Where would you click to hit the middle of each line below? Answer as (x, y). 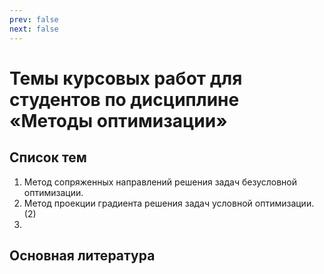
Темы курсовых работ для (126, 78)
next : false (34, 29)
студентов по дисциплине (124, 99)
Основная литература (82, 255)
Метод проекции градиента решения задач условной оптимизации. (169, 203)
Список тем (48, 157)
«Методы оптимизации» (118, 120)
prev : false (34, 19)
